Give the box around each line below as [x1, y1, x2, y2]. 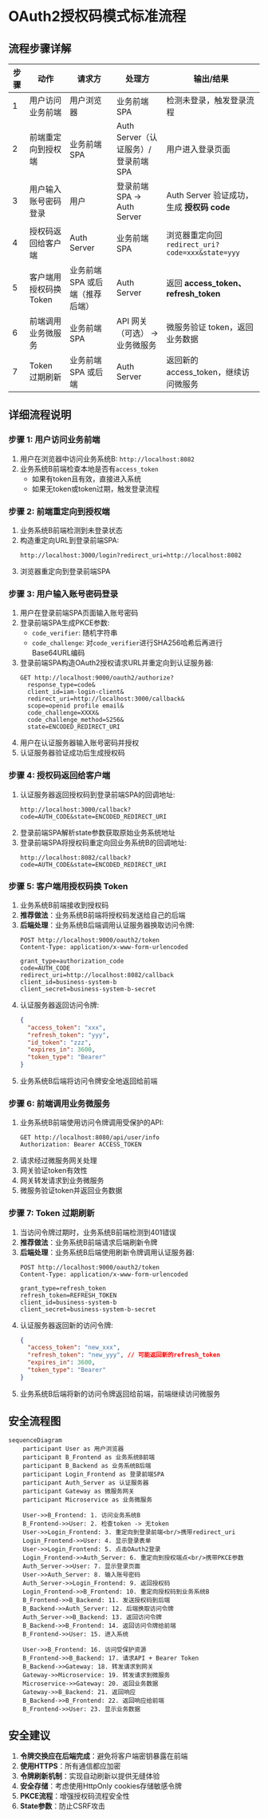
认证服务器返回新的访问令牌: [19, 1320, 113, 1330]
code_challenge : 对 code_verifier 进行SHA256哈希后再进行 [31, 638, 223, 648]
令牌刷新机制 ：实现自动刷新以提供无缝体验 [19, 1772, 160, 1781]
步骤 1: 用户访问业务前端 [8, 434, 100, 445]
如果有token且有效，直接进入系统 [31, 473, 142, 484]
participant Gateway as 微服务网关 [22, 1487, 135, 1495]
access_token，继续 [166, 367, 242, 377]
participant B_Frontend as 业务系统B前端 [22, 1453, 156, 1461]
